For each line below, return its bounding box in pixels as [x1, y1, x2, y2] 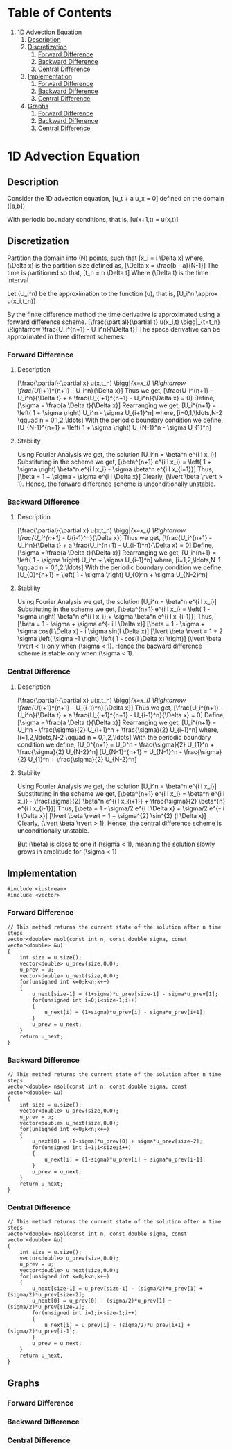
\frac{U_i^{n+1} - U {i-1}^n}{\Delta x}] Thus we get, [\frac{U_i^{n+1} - [17, 534, 213, 542]
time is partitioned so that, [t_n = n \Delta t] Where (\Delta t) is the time [7, 268, 209, 277]
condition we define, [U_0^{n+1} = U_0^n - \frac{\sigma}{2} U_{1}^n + [17, 740, 215, 749]
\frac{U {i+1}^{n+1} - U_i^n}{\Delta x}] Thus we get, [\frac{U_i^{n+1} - [17, 386, 213, 395]
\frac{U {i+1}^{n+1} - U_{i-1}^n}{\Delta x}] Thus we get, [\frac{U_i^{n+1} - [17, 703, 224, 712]
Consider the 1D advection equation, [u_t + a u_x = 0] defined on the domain [7, 194, 224, 202]
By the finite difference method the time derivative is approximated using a [7, 310, 220, 318]
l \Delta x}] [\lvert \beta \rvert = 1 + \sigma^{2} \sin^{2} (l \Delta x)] [17, 811, 206, 820]
